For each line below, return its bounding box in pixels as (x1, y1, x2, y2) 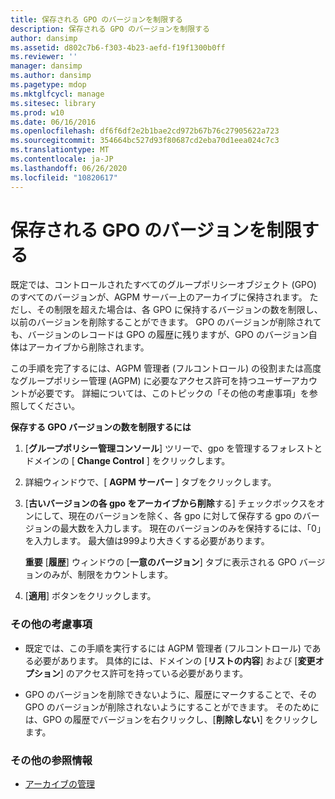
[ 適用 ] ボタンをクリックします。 (24, 590, 157, 602)
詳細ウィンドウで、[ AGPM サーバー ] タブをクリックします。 (24, 476, 277, 488)
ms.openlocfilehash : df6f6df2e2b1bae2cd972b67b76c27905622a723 (10, 126, 280, 136)
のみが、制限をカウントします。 (42, 569, 174, 581)
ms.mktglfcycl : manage (10, 89, 105, 99)
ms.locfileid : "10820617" (10, 172, 118, 183)
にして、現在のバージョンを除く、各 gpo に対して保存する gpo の (33, 510, 303, 522)
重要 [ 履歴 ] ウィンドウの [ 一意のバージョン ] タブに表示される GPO (24, 556, 297, 568)
